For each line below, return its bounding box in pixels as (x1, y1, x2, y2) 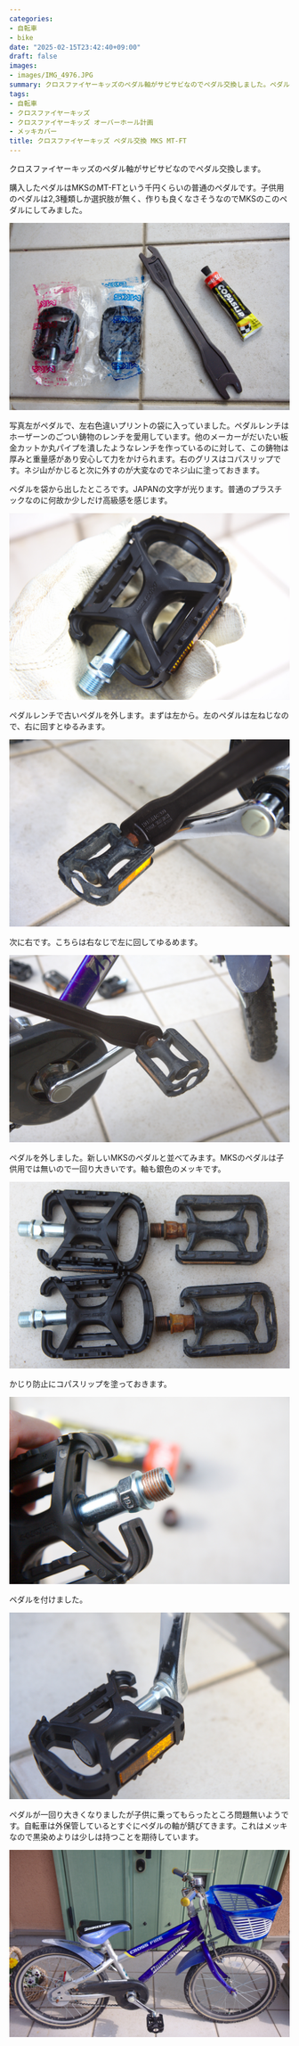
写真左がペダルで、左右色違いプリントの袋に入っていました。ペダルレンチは (9, 420, 289, 431)
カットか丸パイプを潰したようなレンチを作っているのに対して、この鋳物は (16, 442, 289, 453)
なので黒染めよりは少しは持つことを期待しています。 (9, 1832, 203, 1843)
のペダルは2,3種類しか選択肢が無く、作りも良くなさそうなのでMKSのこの (9, 193, 280, 204)
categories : (9, 14, 53, 23)
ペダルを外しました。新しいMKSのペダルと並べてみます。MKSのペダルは (9, 1152, 277, 1163)
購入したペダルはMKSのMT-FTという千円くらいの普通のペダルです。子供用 (9, 183, 285, 193)
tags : (9, 89, 29, 98)
